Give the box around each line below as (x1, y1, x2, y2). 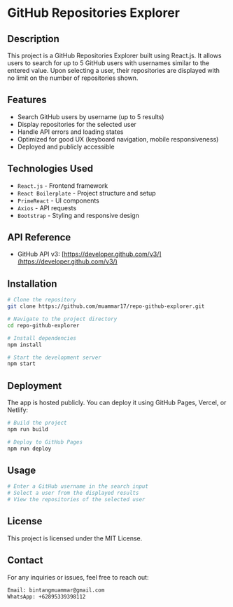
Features (7, 94, 47, 106)
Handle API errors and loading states (17, 128, 124, 136)
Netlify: (7, 406, 29, 414)
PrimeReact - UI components (17, 196, 99, 205)
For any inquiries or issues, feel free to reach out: (7, 573, 149, 581)
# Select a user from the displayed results (7, 489, 139, 497)
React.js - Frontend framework (17, 181, 108, 190)
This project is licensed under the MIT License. (7, 534, 143, 543)
